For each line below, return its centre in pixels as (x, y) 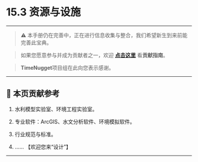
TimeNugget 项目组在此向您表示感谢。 (67, 67)
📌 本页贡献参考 (33, 94)
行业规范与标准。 (35, 134)
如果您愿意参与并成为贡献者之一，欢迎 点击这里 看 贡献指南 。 (94, 55)
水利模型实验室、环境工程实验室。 (56, 109)
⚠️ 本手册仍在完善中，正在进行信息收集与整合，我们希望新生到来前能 (104, 35)
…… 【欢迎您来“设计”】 (43, 147)
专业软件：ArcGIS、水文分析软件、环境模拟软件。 (75, 121)
